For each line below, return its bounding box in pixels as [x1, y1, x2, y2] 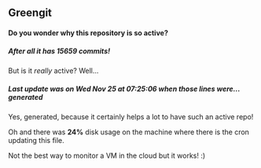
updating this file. [8, 135, 64, 144]
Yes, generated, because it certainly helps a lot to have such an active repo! [8, 111, 254, 121]
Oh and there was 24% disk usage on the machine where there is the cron [8, 127, 250, 137]
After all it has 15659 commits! [8, 46, 111, 56]
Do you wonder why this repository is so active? [8, 27, 169, 38]
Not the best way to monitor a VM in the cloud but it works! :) [8, 151, 206, 160]
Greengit [8, 6, 53, 20]
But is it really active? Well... [8, 66, 99, 75]
